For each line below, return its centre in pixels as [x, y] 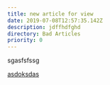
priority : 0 [25, 40]
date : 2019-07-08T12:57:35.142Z [55, 21]
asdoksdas [23, 74]
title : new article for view [50, 14]
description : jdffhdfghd [44, 27]
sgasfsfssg [23, 60]
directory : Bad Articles [44, 34]
